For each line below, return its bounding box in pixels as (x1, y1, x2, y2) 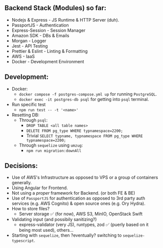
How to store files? (11, 206, 50, 212)
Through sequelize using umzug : (19, 142, 83, 148)
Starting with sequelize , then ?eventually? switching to (11, 232, 122, 238)
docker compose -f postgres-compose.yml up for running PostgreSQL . (19, 91, 157, 97)
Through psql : (19, 117, 48, 123)
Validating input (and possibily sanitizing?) (11, 217, 97, 223)
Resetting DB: (11, 112, 40, 118)
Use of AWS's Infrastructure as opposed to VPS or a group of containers (11, 174, 159, 180)
